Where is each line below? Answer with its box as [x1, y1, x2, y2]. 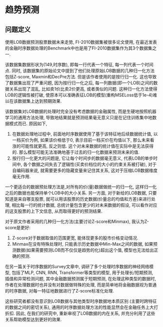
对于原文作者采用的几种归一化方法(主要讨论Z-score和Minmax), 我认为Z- [5, 218, 149, 224]
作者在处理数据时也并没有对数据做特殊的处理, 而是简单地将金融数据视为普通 [5, 282, 157, 288]
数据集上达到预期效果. [18, 98, 62, 104]
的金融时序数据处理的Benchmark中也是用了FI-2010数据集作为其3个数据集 [5, 45, 152, 51]
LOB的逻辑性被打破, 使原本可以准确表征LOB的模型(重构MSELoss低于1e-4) [5, 92, 153, 98]
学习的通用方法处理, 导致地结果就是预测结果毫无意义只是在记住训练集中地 [5, 115, 152, 120]
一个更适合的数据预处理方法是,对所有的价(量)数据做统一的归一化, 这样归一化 [5, 184, 157, 190]
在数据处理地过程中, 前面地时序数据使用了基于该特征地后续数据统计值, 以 [12, 131, 158, 137]
